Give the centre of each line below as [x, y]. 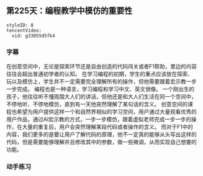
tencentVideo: [24, 30]
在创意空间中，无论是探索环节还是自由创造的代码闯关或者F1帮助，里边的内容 [101, 67]
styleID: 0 [20, 25]
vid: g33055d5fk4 [34, 36]
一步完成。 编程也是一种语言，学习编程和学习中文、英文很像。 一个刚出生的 [100, 89]
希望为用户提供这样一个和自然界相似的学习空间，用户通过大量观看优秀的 [107, 112]
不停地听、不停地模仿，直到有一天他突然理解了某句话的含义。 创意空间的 [97, 104]
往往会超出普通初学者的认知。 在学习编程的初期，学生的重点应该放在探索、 [100, 74]
